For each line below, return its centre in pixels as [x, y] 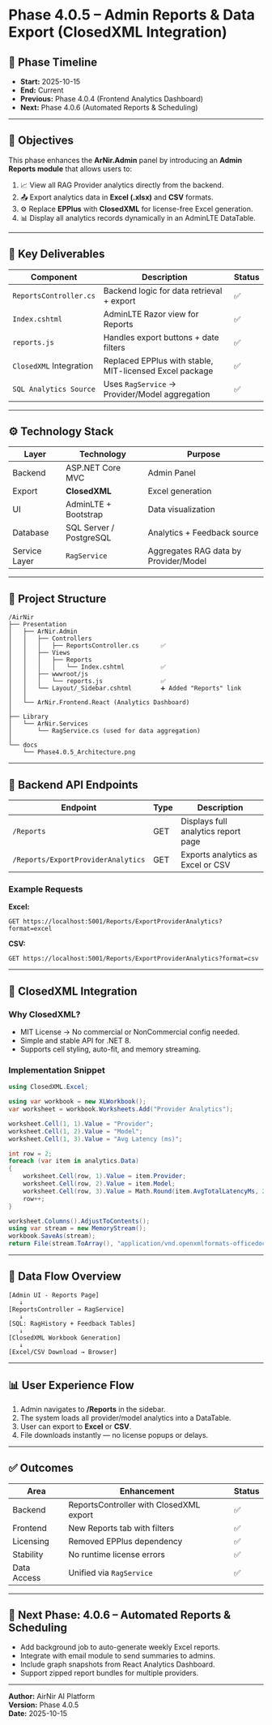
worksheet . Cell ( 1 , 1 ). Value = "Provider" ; [81, 1124]
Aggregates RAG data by [195, 551]
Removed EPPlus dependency [125, 1541]
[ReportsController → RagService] [67, 1309]
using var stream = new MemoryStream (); [78, 1228]
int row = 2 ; [30, 1154]
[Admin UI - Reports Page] [54, 1295]
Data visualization [182, 510]
